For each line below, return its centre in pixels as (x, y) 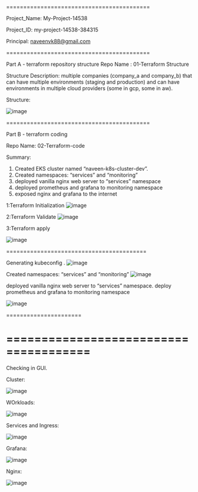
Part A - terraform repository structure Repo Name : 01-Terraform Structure (98, 64)
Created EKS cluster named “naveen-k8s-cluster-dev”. (81, 169)
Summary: (19, 157)
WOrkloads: (21, 402)
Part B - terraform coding (37, 134)
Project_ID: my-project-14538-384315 (52, 30)
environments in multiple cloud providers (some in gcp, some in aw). (90, 88)
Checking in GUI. (27, 368)
